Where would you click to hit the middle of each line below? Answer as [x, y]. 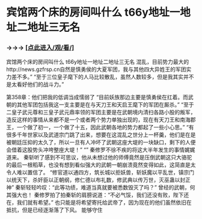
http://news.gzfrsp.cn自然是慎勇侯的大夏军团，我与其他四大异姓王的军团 [96, 69]
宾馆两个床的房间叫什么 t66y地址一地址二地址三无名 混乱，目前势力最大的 [98, 62]
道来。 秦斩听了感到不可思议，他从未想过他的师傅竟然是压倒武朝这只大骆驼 [99, 158]
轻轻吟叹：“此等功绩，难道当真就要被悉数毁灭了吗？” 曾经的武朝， [108, 188]
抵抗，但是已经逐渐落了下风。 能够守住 [54, 210]
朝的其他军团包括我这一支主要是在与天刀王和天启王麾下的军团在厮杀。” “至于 [100, 105]
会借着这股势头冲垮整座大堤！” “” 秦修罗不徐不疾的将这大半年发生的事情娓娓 [101, 150]
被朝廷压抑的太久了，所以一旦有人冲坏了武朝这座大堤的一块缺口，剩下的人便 [101, 143]
